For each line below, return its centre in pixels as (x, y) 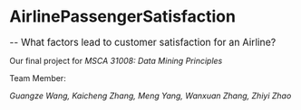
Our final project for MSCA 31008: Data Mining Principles (116, 60)
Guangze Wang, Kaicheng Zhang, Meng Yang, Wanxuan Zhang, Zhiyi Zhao (150, 96)
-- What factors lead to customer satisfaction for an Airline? (143, 42)
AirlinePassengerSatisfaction (122, 17)
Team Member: (38, 78)
